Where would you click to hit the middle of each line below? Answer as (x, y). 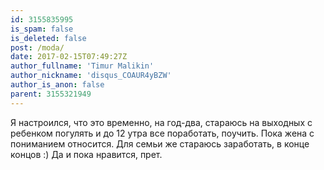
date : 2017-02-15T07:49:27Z (69, 57)
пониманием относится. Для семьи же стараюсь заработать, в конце (160, 143)
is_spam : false (42, 29)
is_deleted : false (48, 38)
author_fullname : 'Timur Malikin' (82, 66)
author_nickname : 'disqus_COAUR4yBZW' (91, 76)
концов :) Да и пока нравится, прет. (86, 154)
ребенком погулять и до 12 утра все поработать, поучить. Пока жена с (162, 133)
